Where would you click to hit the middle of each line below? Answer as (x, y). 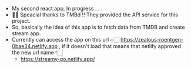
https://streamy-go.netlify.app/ (58, 59)
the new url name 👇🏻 (37, 52)
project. (21, 21)
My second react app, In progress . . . (57, 8)
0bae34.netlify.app (34, 46)
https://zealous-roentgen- (152, 40)
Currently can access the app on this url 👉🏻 (65, 40)
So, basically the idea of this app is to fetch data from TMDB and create (98, 27)
